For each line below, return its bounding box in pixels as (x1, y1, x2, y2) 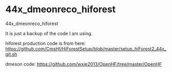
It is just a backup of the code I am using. (5, 30, 92, 36)
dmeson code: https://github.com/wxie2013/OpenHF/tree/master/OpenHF (5, 61, 162, 67)
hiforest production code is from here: (5, 40, 86, 46)
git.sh (5, 51, 17, 57)
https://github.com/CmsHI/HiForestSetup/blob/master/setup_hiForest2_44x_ (5, 45, 167, 52)
